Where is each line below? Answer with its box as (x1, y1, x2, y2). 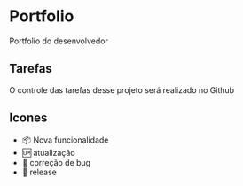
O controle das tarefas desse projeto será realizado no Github (9, 84, 235, 95)
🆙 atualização (21, 147, 75, 158)
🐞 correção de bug (21, 157, 91, 167)
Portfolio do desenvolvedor (9, 35, 108, 46)
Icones (9, 111, 48, 126)
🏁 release (21, 167, 58, 177)
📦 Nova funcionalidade (21, 135, 109, 145)
